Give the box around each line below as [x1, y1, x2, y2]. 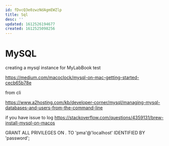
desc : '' [5, 17, 24, 22]
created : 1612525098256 [5, 26, 55, 31]
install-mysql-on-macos [5, 120, 55, 126]
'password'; [5, 135, 30, 141]
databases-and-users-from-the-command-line [5, 105, 103, 111]
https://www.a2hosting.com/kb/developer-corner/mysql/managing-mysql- [5, 100, 160, 106]
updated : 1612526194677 [5, 21, 55, 27]
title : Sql [5, 12, 28, 17]
